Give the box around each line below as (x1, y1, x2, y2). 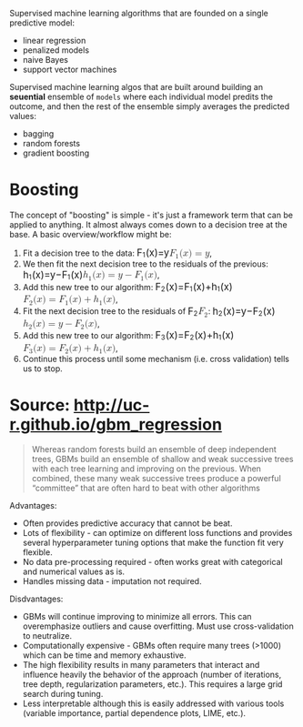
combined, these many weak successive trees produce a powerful (31, 473, 282, 484)
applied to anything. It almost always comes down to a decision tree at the (9, 218, 288, 230)
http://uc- (73, 395, 150, 415)
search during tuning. (22, 689, 104, 700)
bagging (22, 128, 55, 139)
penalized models (22, 45, 89, 56)
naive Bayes (22, 55, 68, 65)
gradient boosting (22, 147, 90, 158)
